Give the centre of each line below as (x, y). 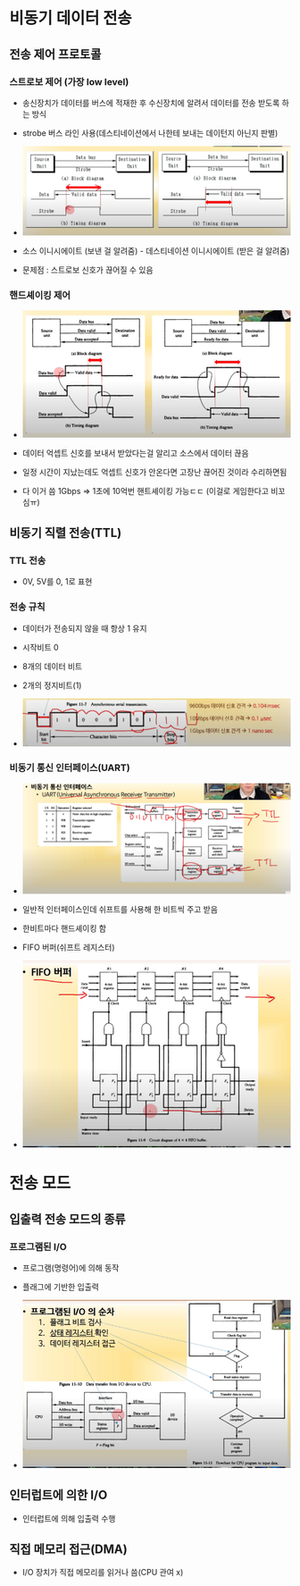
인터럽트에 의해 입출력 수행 (69, 1518)
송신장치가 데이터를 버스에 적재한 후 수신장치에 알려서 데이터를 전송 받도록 (151, 103)
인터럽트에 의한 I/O (58, 1495)
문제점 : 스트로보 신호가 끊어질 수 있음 (87, 270)
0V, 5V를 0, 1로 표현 (57, 582)
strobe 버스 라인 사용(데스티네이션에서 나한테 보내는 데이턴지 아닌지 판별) (150, 133)
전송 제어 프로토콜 (55, 54)
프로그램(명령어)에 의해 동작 (71, 1268)
